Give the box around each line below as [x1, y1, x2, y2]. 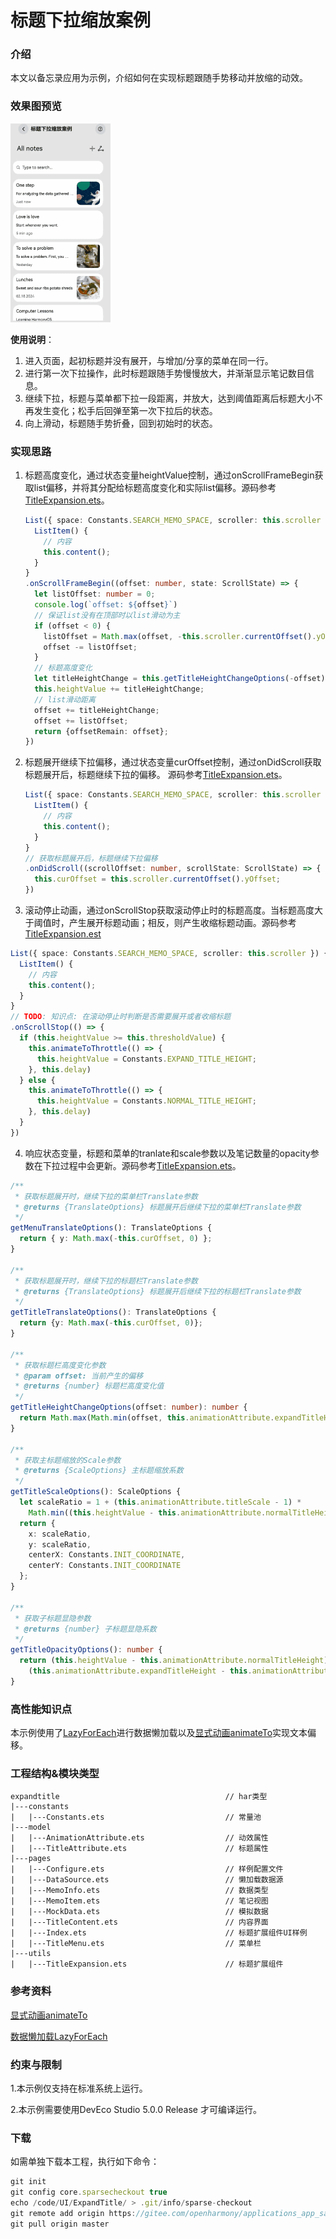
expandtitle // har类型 [10, 1792, 268, 1802]
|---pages [10, 1854, 52, 1864]
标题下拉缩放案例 [10, 9, 152, 32]
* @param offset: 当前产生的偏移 [14, 1371, 144, 1381]
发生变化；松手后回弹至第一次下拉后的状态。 [33, 404, 218, 416]
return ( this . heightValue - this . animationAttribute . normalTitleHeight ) [19, 1656, 329, 1666]
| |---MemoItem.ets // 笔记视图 [10, 1896, 269, 1906]
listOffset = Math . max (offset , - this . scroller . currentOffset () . [43, 631, 317, 641]
